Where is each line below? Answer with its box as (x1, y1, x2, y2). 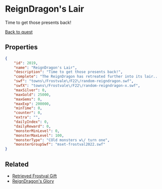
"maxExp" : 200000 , (14, 101, 51, 106)
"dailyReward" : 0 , (14, 124, 51, 129)
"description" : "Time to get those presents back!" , (14, 70, 123, 75)
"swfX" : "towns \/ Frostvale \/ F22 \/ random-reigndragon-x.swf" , (14, 83, 140, 88)
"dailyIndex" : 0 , (14, 119, 49, 124)
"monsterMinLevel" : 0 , (14, 128, 60, 133)
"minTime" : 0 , (14, 106, 42, 111)
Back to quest (5, 29, 33, 35)
